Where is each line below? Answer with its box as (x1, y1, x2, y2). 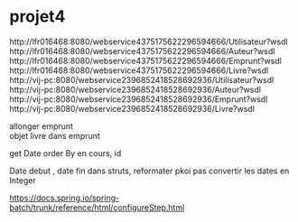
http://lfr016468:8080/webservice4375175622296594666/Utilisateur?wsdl (9, 36, 288, 47)
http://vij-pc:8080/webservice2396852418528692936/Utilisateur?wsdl (9, 74, 275, 85)
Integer (9, 174, 36, 186)
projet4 (9, 6, 66, 27)
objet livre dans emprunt (9, 130, 101, 141)
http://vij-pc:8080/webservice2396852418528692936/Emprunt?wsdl (9, 93, 268, 105)
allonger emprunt (9, 120, 74, 132)
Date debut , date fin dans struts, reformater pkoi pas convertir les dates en (9, 165, 290, 176)
